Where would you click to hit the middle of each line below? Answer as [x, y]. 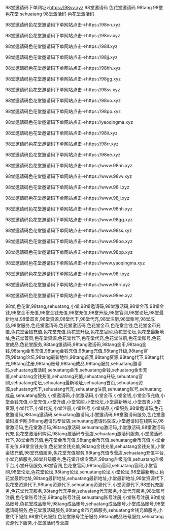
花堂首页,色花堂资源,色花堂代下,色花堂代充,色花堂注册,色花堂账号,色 [86, 338]
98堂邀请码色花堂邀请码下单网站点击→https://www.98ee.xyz [69, 295]
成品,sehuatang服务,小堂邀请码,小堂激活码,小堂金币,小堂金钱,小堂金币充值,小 [85, 395]
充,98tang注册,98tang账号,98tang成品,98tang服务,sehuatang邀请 [74, 364]
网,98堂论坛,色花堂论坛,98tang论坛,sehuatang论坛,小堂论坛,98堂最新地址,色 [85, 472]
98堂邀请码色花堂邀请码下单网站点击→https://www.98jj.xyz [67, 198]
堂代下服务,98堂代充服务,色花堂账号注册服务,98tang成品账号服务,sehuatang [84, 516]
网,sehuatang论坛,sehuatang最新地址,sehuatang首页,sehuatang [72, 383]
